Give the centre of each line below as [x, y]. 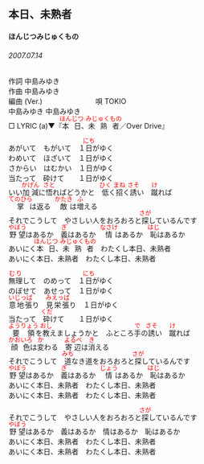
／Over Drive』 [144, 126]
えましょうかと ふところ [92, 333]
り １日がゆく [94, 305]
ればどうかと [74, 192]
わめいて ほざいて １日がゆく [61, 158]
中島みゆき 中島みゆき [45, 112]
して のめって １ [54, 281]
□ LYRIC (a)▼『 [35, 126]
